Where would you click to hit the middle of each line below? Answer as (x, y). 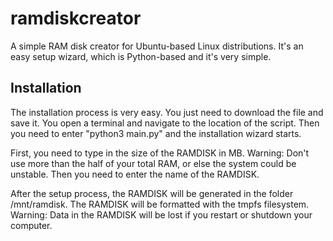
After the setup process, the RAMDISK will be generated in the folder (152, 193)
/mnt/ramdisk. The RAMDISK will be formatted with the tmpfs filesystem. (160, 204)
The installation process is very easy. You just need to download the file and (167, 112)
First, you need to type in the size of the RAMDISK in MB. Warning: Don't (160, 153)
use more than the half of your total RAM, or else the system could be (153, 163)
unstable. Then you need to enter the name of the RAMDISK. (135, 174)
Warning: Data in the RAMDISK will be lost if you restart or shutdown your (161, 214)
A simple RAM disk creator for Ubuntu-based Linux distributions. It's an (157, 46)
